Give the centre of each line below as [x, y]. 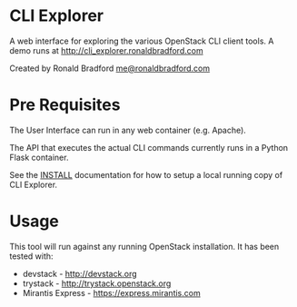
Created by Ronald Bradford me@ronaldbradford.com [110, 68]
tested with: [31, 256]
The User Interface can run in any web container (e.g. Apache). [128, 130]
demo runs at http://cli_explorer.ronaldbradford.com [106, 50]
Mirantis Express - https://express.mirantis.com [112, 292]
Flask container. [39, 157]
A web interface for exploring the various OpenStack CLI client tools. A [142, 41]
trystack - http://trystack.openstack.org [97, 283]
